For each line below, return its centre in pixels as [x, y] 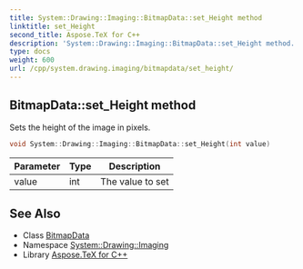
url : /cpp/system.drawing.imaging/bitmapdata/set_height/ [121, 69]
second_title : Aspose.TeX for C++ [75, 35]
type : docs [30, 52]
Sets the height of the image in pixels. [80, 127]
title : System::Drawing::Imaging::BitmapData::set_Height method [136, 18]
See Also [35, 213]
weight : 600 [32, 60]
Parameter [37, 166]
